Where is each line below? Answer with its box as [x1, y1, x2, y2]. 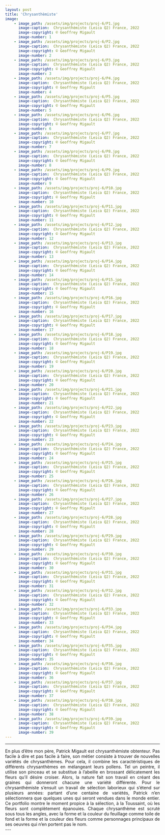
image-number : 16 [18, 309, 54, 314]
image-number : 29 [18, 547, 54, 552]
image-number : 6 [18, 126, 52, 131]
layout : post [5, 7, 32, 12]
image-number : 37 [18, 693, 54, 699]
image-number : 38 [18, 711, 54, 716]
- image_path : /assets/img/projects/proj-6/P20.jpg [14, 369, 122, 373]
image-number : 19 [18, 364, 54, 369]
